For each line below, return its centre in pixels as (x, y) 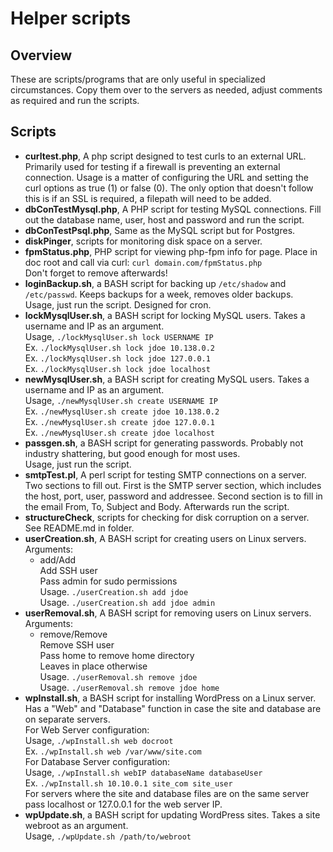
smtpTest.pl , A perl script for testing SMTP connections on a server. (165, 474)
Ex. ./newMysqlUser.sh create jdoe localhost (120, 432)
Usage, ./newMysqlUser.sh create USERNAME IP (121, 400)
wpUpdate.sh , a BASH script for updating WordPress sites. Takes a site (172, 814)
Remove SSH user (77, 644)
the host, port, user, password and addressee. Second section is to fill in (173, 496)
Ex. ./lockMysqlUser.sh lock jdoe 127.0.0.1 (117, 358)
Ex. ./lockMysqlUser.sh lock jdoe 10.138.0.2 (120, 347)
